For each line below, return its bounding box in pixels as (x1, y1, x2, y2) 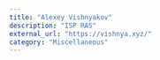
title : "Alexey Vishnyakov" (9, 12, 113, 22)
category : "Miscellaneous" (9, 37, 109, 47)
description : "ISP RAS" (9, 21, 97, 30)
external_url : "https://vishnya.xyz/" (9, 29, 152, 38)
